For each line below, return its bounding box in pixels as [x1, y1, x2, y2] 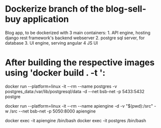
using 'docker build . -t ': [5, 67, 105, 79]
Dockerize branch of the [5, 3, 104, 15]
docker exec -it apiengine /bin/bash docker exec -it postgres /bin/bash [5, 117, 146, 123]
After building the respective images [5, 57, 155, 68]
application [22, 14, 69, 25]
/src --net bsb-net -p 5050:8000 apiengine [9, 108, 96, 114]
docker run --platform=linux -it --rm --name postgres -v [5, 83, 117, 89]
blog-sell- [105, 3, 146, 15]
